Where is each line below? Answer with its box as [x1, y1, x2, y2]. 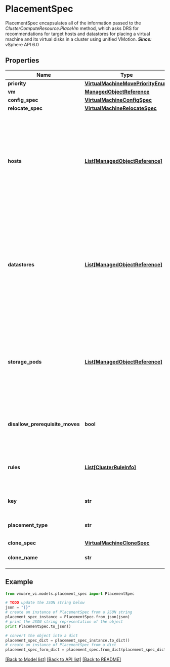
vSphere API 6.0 [5, 41, 39, 47]
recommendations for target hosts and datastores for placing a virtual [5, 31, 150, 37]
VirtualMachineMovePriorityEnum [84, 80, 169, 87]
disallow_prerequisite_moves [8, 420, 80, 428]
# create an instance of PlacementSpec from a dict [5, 643, 116, 648]
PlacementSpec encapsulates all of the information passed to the [5, 20, 142, 26]
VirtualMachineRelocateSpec [84, 105, 157, 112]
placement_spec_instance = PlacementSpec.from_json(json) [5, 615, 130, 620]
